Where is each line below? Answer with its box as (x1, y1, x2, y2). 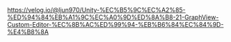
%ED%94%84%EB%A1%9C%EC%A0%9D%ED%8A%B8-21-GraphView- (7, 13, 219, 21)
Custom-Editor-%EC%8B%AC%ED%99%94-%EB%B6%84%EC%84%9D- (7, 21, 224, 28)
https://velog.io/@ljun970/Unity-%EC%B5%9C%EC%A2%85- (7, 6, 186, 14)
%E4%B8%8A (7, 28, 49, 36)
